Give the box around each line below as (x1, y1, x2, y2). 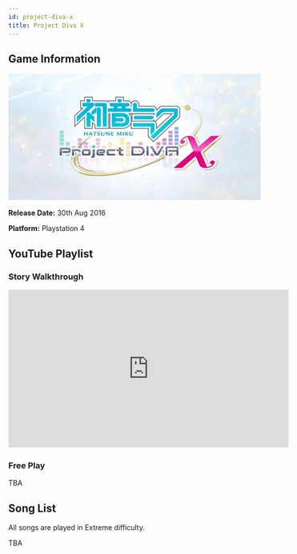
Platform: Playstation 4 (8, 224, 86, 233)
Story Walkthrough (8, 271, 84, 282)
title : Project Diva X (8, 21, 84, 30)
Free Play (8, 459, 46, 471)
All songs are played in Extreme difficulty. (8, 523, 146, 532)
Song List (8, 501, 56, 515)
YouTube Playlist (8, 247, 94, 261)
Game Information (8, 52, 101, 66)
